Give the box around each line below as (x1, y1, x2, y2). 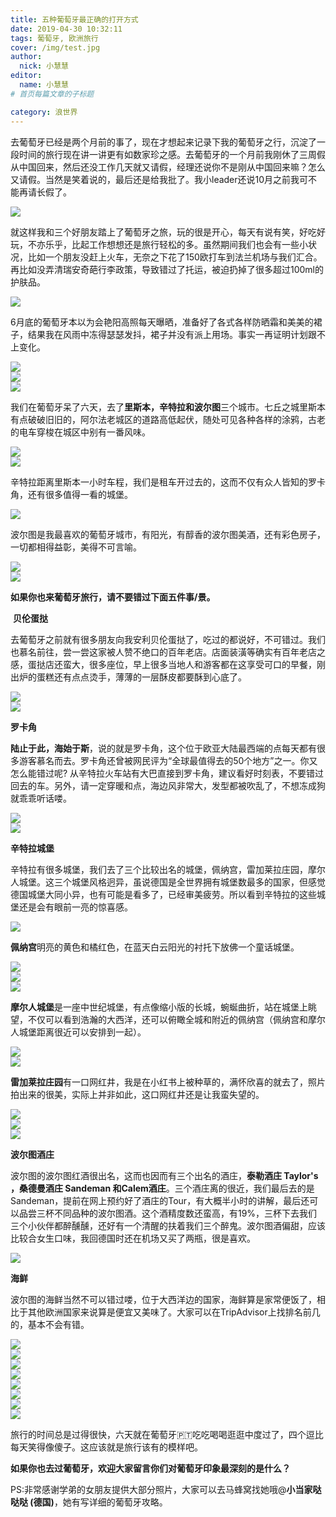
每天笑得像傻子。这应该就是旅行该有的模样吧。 (10, 1441, 203, 1453)
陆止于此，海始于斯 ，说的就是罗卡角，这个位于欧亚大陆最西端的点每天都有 (10, 742, 317, 754)
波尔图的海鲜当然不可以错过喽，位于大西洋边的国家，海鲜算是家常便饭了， (10, 1293, 317, 1305)
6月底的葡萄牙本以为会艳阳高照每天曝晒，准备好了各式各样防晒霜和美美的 (10, 316, 314, 328)
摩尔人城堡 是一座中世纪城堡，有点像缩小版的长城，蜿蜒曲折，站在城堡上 (10, 1001, 308, 1013)
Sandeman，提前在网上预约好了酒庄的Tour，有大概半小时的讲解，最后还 (10, 1194, 310, 1206)
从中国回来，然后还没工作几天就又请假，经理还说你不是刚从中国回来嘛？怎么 (10, 161, 326, 173)
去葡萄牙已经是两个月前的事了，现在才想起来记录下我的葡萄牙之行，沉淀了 (10, 136, 317, 148)
